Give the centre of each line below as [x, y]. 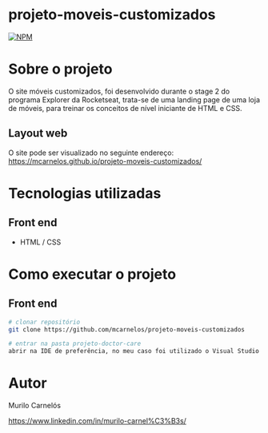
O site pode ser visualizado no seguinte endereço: [91, 153]
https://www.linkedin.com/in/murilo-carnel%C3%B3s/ [97, 421]
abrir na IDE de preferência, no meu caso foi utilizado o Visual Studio [134, 352]
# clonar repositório [44, 322]
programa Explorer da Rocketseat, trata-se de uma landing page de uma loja [134, 99]
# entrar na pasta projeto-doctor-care [75, 344]
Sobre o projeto [60, 69]
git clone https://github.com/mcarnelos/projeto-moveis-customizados [127, 329]
